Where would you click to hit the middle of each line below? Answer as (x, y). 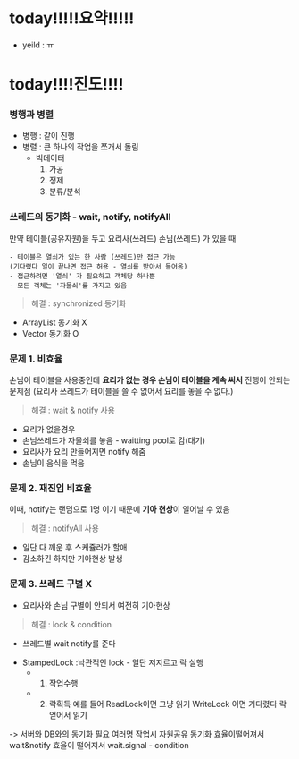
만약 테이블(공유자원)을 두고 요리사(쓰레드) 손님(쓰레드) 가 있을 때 (123, 238)
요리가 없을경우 (49, 430)
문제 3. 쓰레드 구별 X (51, 584)
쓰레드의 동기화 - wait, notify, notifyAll (90, 217)
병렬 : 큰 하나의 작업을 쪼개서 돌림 (80, 147)
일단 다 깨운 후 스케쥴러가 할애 (75, 548)
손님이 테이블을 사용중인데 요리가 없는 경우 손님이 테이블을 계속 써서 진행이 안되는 (150, 380)
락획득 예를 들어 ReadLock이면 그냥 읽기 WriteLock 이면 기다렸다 (163, 704)
